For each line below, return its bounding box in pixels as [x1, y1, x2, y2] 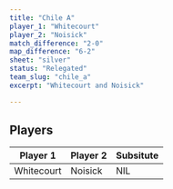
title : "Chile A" [9, 13, 76, 23]
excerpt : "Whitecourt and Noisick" [9, 81, 145, 90]
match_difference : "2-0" [9, 38, 104, 48]
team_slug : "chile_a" [9, 73, 92, 82]
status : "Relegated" [9, 65, 88, 74]
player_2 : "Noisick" [9, 30, 88, 39]
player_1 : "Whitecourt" [9, 22, 100, 31]
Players [9, 123, 54, 138]
